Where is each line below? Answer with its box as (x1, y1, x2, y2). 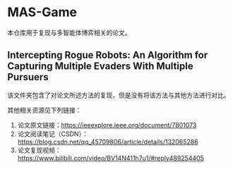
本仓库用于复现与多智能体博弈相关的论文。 (7, 28, 131, 37)
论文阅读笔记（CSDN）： (17, 130, 88, 138)
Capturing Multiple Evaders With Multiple (7, 61, 193, 73)
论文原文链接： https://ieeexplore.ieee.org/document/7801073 (17, 120, 197, 129)
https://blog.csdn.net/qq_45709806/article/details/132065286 (17, 137, 199, 146)
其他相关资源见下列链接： (7, 106, 82, 114)
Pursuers (7, 71, 49, 83)
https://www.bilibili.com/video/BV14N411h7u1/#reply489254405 (17, 154, 205, 162)
